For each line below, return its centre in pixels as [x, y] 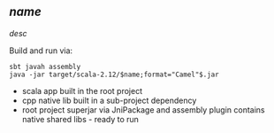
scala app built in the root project [82, 90]
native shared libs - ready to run [80, 119]
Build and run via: [41, 51]
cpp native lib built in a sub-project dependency [109, 100]
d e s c [19, 33]
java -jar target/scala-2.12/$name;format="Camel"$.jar [114, 74]
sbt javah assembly [45, 66]
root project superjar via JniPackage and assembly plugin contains [143, 110]
